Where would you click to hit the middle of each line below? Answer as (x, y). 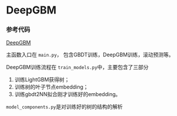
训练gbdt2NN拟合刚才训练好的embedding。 (68, 94)
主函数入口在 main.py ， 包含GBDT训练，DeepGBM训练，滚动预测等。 (90, 55)
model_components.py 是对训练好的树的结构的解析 (64, 107)
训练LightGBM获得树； (42, 80)
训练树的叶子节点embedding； (52, 87)
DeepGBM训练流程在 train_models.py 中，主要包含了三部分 (77, 67)
